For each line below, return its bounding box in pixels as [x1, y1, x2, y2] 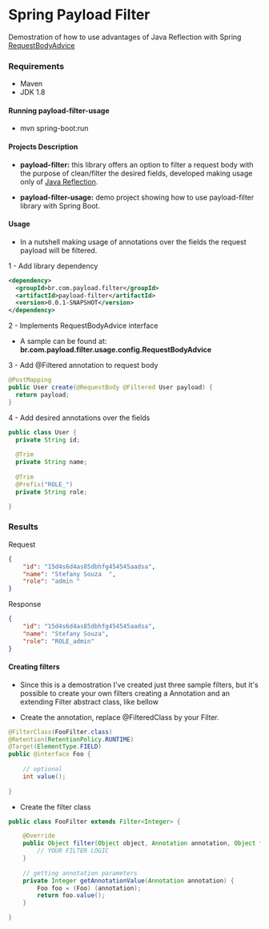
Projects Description [8, 142, 78, 151]
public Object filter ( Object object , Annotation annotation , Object [22, 839, 256, 847]
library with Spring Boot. [19, 200, 100, 210]
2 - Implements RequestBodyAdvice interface [8, 321, 159, 330]
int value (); [22, 772, 66, 781]
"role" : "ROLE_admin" [22, 637, 94, 645]
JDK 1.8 [19, 87, 46, 97]
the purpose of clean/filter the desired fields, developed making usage [19, 168, 253, 178]
